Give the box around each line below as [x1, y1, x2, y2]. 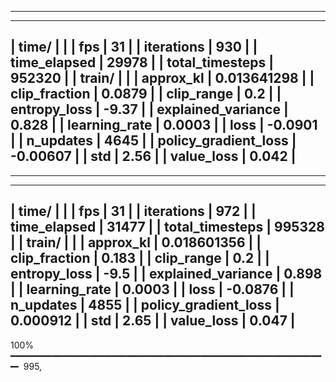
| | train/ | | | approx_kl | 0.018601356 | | [10, 234, 262, 251]
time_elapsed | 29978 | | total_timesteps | [10, 54, 275, 71]
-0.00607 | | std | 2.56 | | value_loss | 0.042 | [10, 148, 297, 165]
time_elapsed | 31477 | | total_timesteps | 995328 [10, 219, 325, 236]
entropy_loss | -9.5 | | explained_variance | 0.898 [10, 266, 323, 283]
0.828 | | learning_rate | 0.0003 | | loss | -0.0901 [10, 117, 318, 134]
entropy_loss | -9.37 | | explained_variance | [10, 101, 289, 118]
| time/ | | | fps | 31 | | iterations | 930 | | [10, 39, 258, 56]
